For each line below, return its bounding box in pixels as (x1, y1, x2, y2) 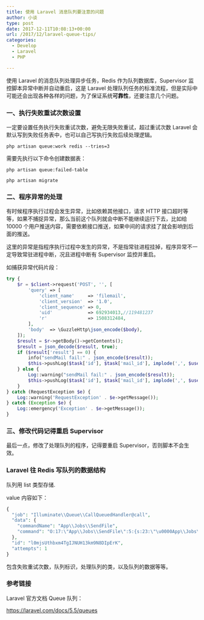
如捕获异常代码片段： (6, 264, 59, 271)
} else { (17, 366, 39, 372)
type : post (6, 20, 34, 26)
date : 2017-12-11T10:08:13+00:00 (6, 26, 91, 32)
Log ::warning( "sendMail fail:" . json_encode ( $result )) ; (28, 372, 175, 378)
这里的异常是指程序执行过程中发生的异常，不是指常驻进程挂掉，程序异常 (6, 244, 187, 251)
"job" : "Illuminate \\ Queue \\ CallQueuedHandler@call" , (12, 511, 151, 518)
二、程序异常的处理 (6, 192, 63, 201)
